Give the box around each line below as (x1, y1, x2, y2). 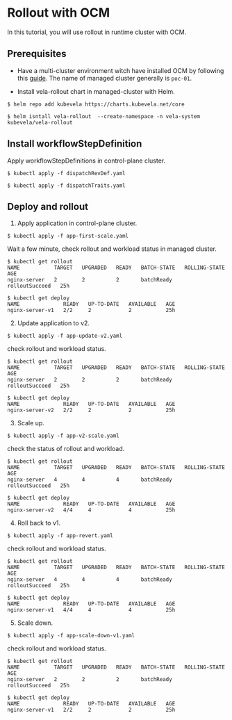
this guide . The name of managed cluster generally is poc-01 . (17, 74, 192, 82)
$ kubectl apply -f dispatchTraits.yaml (7, 182, 126, 189)
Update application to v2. (17, 319, 90, 327)
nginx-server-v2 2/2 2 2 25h (7, 407, 176, 414)
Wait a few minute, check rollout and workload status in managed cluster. (7, 245, 217, 253)
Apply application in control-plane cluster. (17, 219, 138, 227)
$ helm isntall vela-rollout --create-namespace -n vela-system (7, 113, 200, 120)
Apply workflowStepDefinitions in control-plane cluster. (7, 156, 166, 165)
